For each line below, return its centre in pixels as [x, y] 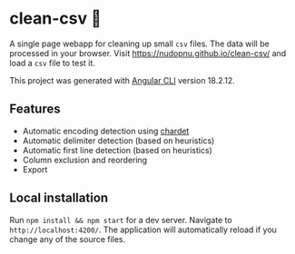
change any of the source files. [68, 239]
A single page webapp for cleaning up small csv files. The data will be [139, 44]
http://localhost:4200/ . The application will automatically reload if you [143, 230]
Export [35, 169]
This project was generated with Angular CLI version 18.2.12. [123, 80]
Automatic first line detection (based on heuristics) [118, 150]
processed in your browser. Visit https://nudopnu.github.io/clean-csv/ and [148, 53]
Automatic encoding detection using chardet [106, 131]
